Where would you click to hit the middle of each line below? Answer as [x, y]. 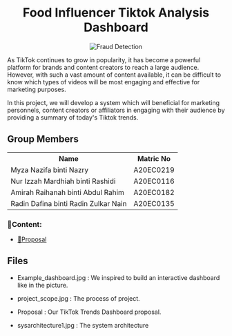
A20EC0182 [154, 192]
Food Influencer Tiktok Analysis [116, 13]
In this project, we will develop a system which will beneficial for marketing [113, 102]
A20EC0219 [154, 169]
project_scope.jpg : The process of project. [78, 298]
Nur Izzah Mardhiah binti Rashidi [63, 181]
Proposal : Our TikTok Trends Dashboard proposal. [89, 312]
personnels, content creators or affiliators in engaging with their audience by [116, 110]
